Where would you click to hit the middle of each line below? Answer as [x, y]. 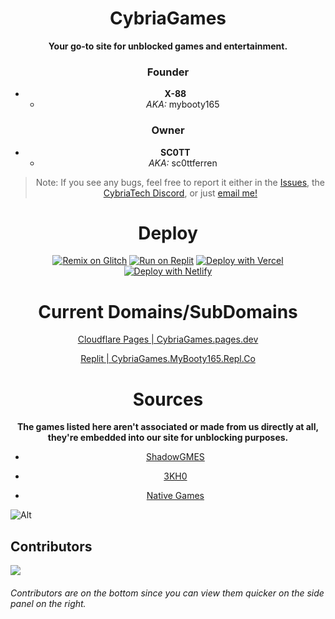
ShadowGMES [175, 457]
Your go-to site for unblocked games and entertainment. [168, 46]
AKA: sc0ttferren [183, 163]
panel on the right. [48, 603]
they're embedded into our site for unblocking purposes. [168, 438]
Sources [168, 399]
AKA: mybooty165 [183, 104]
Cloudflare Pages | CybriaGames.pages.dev [168, 339]
